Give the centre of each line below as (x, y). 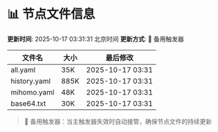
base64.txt (28, 103)
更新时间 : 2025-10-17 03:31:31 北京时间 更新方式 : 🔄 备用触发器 (96, 39)
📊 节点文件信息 (51, 14)
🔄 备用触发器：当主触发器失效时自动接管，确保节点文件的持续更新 (118, 121)
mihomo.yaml (33, 92)
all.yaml (23, 70)
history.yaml (30, 81)
